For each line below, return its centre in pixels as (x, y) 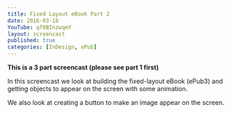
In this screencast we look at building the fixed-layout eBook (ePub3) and (115, 81)
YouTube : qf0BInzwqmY (40, 27)
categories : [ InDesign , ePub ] (52, 47)
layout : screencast (36, 34)
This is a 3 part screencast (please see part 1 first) (83, 67)
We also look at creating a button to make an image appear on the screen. (116, 103)
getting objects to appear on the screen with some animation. (98, 89)
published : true (31, 41)
